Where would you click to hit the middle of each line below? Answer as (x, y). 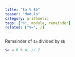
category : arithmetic (27, 18)
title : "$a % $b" (23, 9)
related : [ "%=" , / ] (25, 28)
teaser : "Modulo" (23, 14)
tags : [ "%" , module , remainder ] (38, 23)
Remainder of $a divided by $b (35, 41)
